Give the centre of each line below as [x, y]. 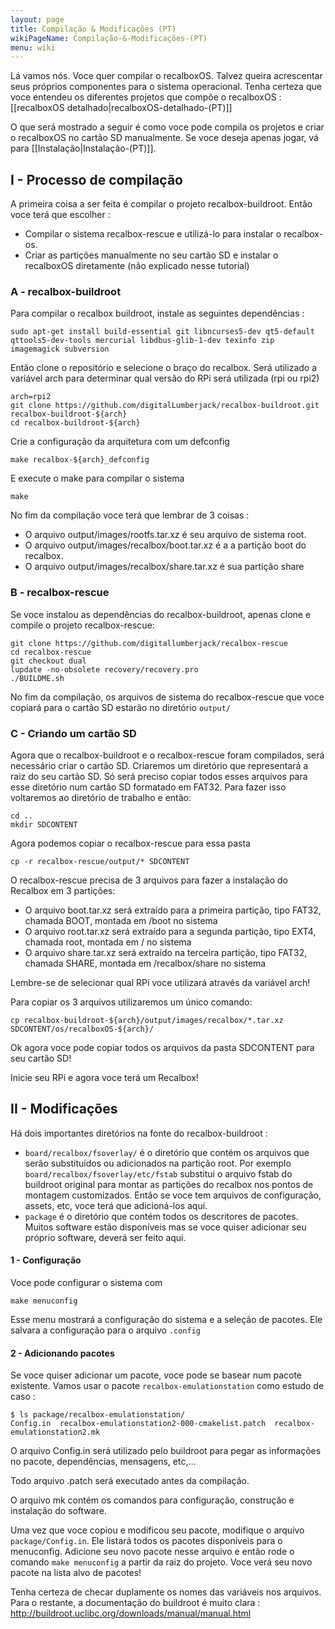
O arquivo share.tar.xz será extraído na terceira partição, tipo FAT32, [166, 952]
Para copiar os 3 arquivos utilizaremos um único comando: [131, 1002]
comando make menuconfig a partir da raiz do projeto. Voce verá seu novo [161, 1562]
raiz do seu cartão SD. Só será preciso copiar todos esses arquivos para [159, 776]
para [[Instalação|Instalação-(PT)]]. [83, 148]
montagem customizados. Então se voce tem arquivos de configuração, [173, 1195]
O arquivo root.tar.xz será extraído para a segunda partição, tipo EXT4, [170, 931]
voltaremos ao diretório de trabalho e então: [101, 797]
